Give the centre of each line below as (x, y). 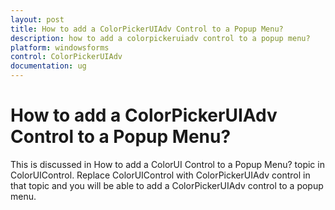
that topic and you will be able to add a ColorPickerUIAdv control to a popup (167, 185)
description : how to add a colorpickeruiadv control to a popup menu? (160, 38)
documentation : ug (48, 66)
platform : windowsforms (60, 47)
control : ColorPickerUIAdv (66, 57)
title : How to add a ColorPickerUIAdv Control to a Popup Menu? (147, 29)
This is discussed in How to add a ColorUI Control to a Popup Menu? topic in (167, 164)
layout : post (37, 19)
